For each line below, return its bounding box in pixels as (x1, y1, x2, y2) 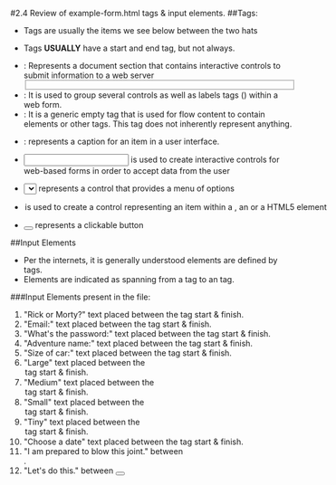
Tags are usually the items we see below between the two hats (23, 25, 258, 35)
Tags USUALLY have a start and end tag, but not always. (23, 43, 235, 53)
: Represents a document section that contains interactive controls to (23, 61, 282, 71)
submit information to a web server (23, 70, 155, 81)
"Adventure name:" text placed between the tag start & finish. (23, 338, 253, 348)
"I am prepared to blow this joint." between (23, 445, 184, 456)
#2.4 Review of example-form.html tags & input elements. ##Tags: (10, 8, 259, 18)
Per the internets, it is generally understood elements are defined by (23, 254, 278, 265)
